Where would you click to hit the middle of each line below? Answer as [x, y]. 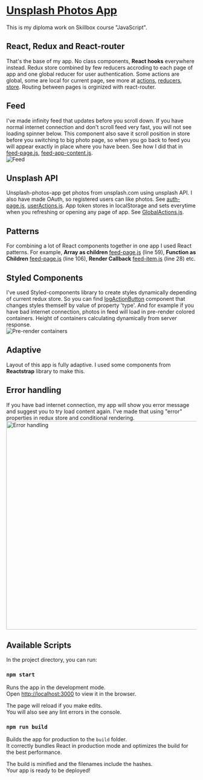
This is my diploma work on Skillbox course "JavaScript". [77, 27]
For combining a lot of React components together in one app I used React [99, 246]
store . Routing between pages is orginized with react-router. [81, 87]
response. [19, 324]
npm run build [27, 727]
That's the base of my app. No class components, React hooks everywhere [100, 61]
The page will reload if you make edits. [54, 705]
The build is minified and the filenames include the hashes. [79, 764]
